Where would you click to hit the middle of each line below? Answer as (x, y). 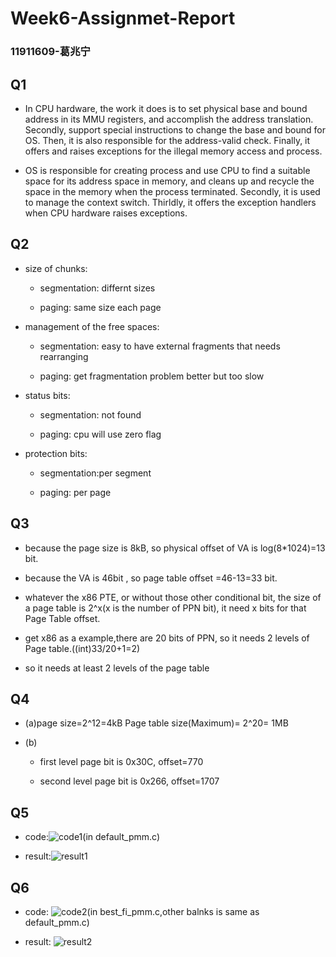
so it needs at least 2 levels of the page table (117, 668)
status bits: (47, 395)
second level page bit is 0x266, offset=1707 (129, 781)
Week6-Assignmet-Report (123, 18)
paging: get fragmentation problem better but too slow (152, 376)
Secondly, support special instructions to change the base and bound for (175, 129)
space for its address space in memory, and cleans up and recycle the (169, 181)
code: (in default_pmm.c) (92, 837)
